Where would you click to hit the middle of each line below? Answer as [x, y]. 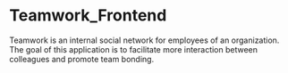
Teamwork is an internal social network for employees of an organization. [144, 40]
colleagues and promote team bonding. [82, 59]
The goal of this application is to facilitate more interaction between [133, 49]
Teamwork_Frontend [88, 16]
